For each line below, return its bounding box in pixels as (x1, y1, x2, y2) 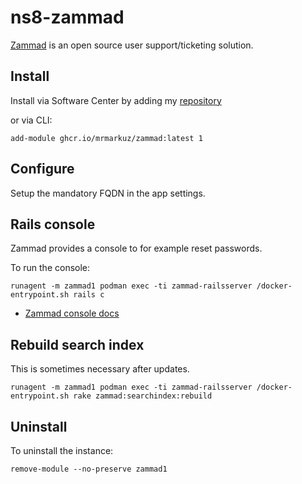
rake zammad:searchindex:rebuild (73, 391, 213, 401)
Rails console (10, 216, 96, 233)
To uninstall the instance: (10, 445, 114, 456)
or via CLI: (10, 114, 53, 126)
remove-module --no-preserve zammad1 (10, 464, 168, 474)
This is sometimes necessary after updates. (10, 363, 190, 375)
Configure (10, 161, 75, 178)
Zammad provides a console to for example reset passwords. (10, 242, 263, 255)
